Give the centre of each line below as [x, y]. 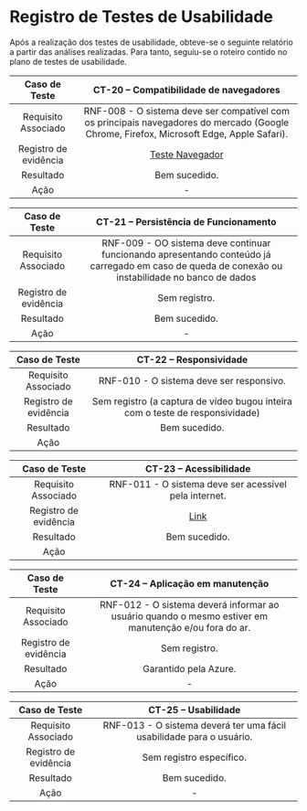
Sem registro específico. [194, 757]
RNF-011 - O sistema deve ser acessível [198, 484]
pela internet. [198, 496]
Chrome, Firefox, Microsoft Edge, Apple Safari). [187, 133]
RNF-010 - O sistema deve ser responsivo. [192, 380]
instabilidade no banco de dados [186, 277]
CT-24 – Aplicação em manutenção [189, 583]
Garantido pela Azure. [190, 668]
